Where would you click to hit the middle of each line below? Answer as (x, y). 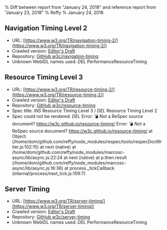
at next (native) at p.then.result (95, 157)
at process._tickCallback (89, 168)
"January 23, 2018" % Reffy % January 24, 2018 (54, 12)
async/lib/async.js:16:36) (37, 168)
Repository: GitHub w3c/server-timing (51, 217)
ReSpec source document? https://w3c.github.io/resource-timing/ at (82, 131)
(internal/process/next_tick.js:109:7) (49, 173)
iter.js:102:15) (25, 146)
